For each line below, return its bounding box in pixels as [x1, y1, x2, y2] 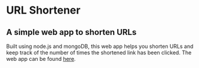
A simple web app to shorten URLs [6, 27, 137, 37]
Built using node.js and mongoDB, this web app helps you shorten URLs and [6, 43, 194, 50]
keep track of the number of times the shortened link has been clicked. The [6, 49, 192, 56]
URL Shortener [6, 4, 81, 17]
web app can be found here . [6, 56, 76, 62]
